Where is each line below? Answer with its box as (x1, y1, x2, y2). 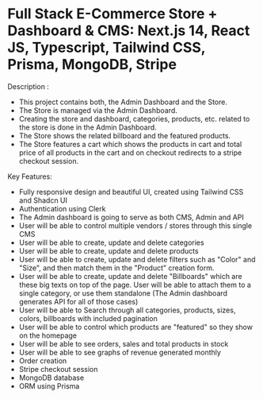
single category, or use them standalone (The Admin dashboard (18, 288, 227, 298)
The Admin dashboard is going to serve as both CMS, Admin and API (18, 212, 245, 222)
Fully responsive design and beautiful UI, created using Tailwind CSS (18, 187, 244, 196)
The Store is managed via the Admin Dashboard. (18, 105, 177, 115)
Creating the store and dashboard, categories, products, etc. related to (18, 114, 250, 123)
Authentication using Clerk (18, 203, 106, 213)
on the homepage (18, 331, 77, 340)
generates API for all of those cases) (18, 296, 139, 306)
